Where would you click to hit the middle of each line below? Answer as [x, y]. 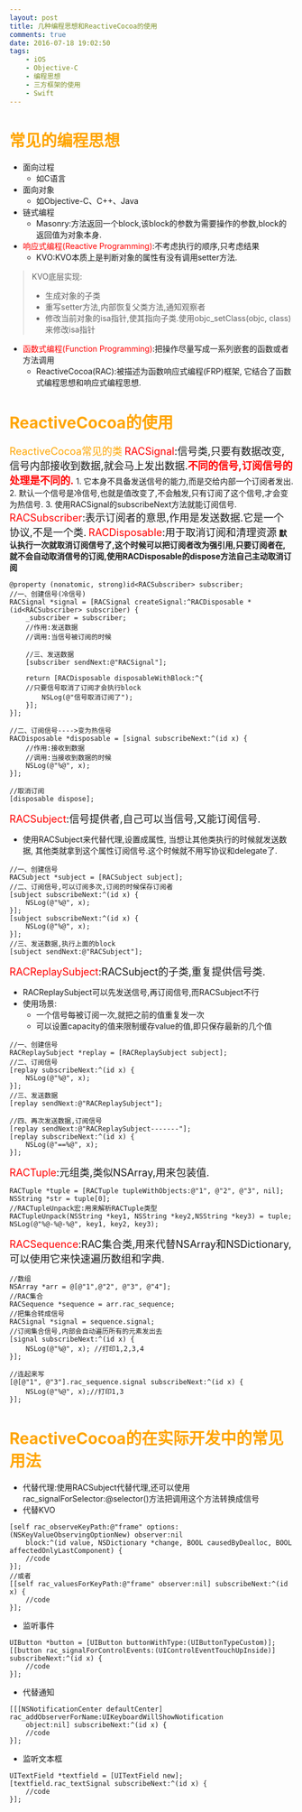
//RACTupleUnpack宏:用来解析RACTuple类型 [83, 1209]
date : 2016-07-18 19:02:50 [60, 43]
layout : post [34, 18]
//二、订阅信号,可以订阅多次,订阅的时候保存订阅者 [92, 887]
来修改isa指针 [70, 329]
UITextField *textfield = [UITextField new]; [96, 1776]
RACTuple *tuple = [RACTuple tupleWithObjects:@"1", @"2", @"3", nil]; [146, 1191]
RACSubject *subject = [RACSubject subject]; [96, 878]
